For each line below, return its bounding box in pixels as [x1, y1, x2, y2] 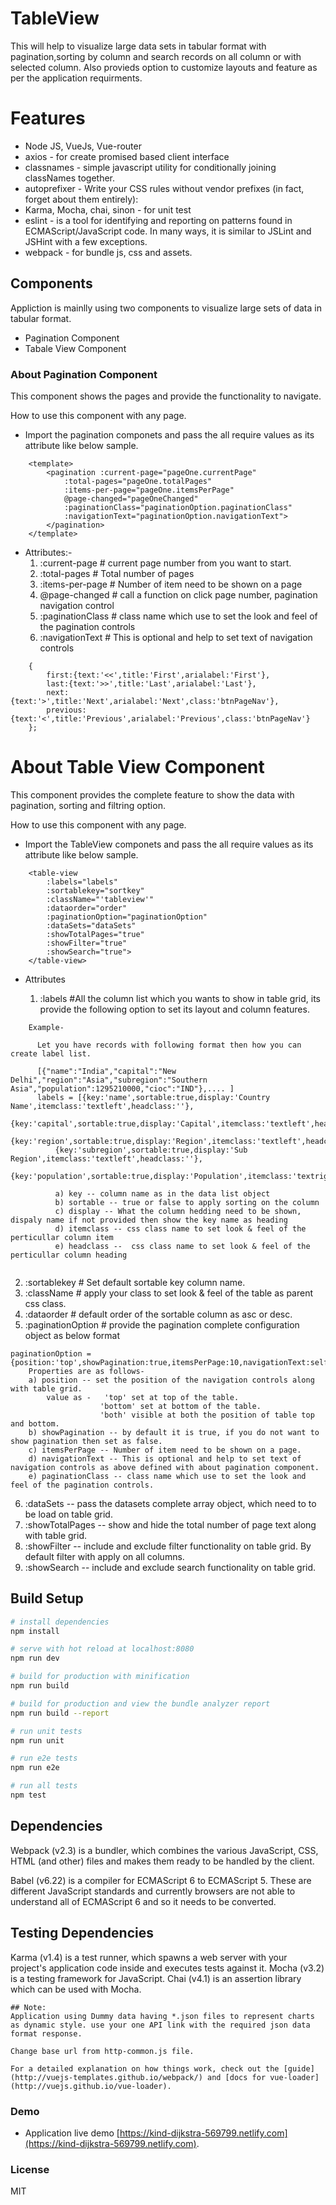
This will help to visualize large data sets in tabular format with [10, 40, 267, 52]
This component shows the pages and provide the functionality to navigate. [10, 390, 322, 402]
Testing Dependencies [10, 1925, 154, 1942]
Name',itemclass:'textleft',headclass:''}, [10, 1101, 195, 1111]
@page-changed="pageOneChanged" [63, 493, 199, 504]
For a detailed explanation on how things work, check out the [10, 2063, 280, 2074]
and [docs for [206, 2072, 267, 2082]
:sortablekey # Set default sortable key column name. [24, 1276, 246, 1288]
